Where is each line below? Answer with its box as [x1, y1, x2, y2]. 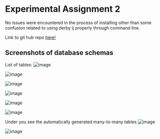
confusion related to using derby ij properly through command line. [5, 25, 140, 30]
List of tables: [5, 61, 33, 67]
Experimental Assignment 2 [5, 3, 121, 15]
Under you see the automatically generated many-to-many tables [5, 119, 137, 125]
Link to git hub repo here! [5, 34, 56, 40]
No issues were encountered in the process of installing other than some [5, 20, 152, 26]
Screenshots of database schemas [5, 49, 114, 57]
